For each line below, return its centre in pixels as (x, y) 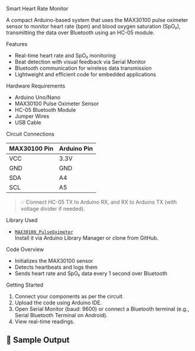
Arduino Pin (76, 149)
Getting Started (25, 285)
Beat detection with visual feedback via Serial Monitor (80, 62)
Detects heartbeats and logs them (56, 267)
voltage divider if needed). (53, 209)
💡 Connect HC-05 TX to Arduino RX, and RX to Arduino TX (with (99, 202)
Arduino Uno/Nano (38, 97)
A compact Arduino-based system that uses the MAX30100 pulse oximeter (97, 20)
